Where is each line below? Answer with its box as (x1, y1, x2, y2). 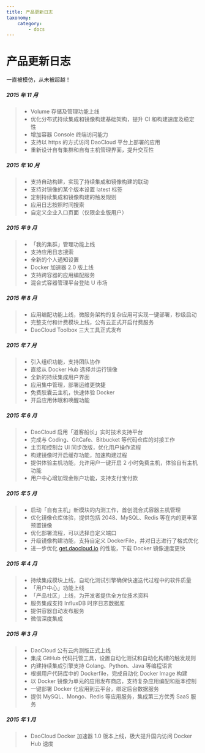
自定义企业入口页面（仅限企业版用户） (30, 209, 127, 216)
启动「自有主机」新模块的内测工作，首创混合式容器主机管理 (30, 506, 181, 513)
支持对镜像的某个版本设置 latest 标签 (30, 185, 123, 193)
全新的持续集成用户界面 (30, 373, 90, 381)
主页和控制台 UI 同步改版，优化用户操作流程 (30, 443, 141, 451)
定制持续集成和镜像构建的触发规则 (30, 193, 117, 201)
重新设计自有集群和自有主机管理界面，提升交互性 (30, 146, 154, 154)
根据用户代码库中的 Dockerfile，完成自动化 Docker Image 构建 (30, 669, 188, 677)
